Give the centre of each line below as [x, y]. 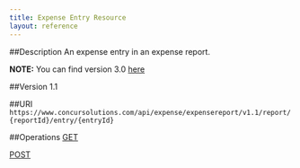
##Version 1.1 [34, 86]
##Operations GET [44, 137]
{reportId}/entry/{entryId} [62, 120]
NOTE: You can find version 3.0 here [77, 69]
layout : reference [44, 26]
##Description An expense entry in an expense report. [110, 51]
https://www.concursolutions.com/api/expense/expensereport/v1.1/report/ [150, 112]
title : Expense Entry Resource [68, 18]
